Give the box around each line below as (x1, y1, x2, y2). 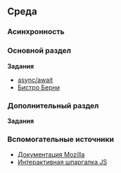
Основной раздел (7, 46, 72, 56)
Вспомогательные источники (7, 134, 115, 144)
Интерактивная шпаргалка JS (17, 158, 108, 167)
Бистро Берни (17, 83, 60, 91)
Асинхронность (7, 27, 65, 37)
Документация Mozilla (17, 150, 85, 159)
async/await (17, 76, 53, 84)
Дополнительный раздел (7, 100, 99, 110)
